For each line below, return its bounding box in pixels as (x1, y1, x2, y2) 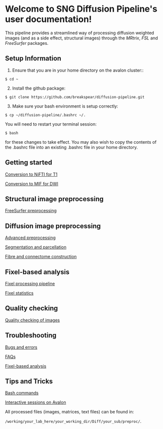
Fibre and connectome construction (5, 254, 77, 260)
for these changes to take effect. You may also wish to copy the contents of (5, 139, 157, 145)
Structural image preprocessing (5, 195, 104, 203)
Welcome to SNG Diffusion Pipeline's (5, 3, 158, 15)
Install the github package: (12, 85, 66, 91)
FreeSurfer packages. (5, 40, 49, 46)
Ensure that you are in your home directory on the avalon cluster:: (12, 67, 144, 73)
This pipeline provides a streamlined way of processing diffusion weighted (5, 30, 154, 36)
